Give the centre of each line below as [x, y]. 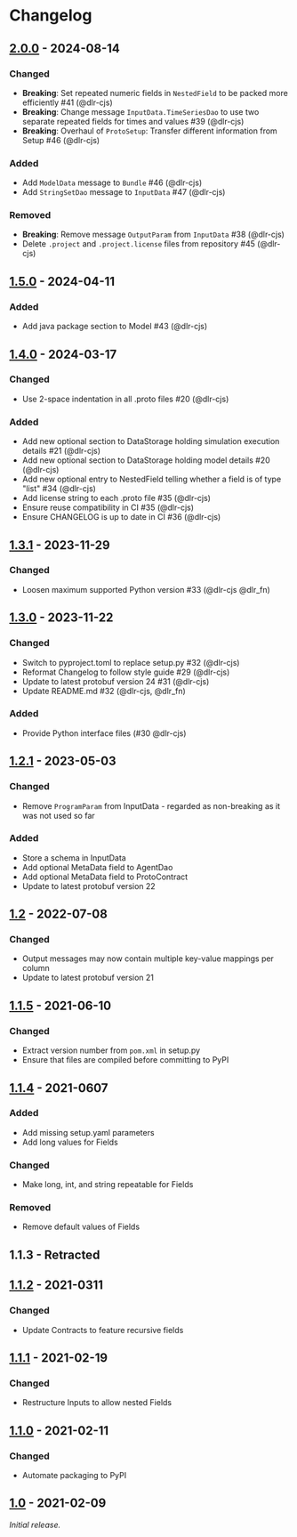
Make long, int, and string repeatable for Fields [108, 1185]
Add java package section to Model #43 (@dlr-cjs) [115, 327]
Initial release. [35, 1525]
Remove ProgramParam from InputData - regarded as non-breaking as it [151, 805]
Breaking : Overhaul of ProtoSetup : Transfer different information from [149, 131]
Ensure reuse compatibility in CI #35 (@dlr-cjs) [108, 507]
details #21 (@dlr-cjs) [61, 451]
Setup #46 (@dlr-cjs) [61, 140]
